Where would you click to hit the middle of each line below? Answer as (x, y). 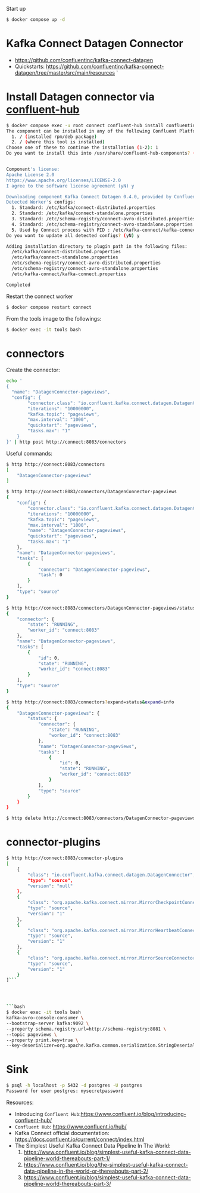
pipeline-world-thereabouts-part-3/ (67, 1183)
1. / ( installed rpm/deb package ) (54, 137)
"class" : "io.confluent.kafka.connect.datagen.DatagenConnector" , (112, 875)
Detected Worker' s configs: (41, 202)
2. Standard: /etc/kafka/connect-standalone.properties (82, 213)
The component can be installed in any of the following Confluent (92, 131)
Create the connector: (33, 370)
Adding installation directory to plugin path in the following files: (97, 246)
